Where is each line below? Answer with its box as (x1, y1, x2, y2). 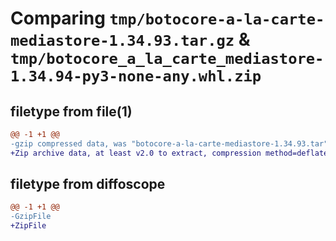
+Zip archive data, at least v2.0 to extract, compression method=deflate (10, 148, 329, 158)
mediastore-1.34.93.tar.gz (10, 32, 235, 51)
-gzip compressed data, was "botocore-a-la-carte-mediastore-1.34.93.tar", (10, 138, 333, 149)
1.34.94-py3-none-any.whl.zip (10, 67, 262, 86)
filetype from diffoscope (10, 176, 166, 193)
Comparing (10, 7, 106, 30)
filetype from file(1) (10, 103, 133, 120)
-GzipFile (10, 212, 52, 222)
